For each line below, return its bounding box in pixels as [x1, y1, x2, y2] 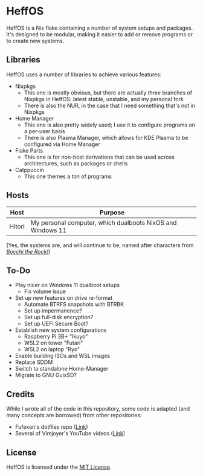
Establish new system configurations [14, 326, 107, 334]
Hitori [9, 222, 25, 231]
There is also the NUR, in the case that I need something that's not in [24, 102, 195, 109]
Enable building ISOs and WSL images [14, 352, 111, 360]
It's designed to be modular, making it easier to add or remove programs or [6, 30, 193, 38]
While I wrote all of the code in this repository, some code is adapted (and [6, 405, 190, 412]
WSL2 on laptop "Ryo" [24, 346, 80, 353]
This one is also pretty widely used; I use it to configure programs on [24, 121, 195, 128]
